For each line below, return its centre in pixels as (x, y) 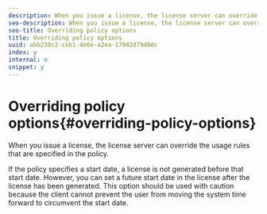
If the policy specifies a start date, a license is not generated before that (126, 169)
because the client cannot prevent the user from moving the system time (127, 194)
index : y (23, 52)
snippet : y (26, 67)
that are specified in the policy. (59, 153)
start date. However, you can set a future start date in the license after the (129, 177)
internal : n (28, 60)
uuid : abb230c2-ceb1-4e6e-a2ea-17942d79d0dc (83, 45)
